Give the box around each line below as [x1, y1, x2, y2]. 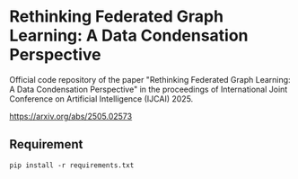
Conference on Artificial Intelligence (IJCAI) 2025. [9, 93, 194, 104]
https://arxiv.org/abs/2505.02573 [9, 111, 133, 121]
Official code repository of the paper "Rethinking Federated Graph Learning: [9, 74, 291, 85]
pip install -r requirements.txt [9, 160, 135, 170]
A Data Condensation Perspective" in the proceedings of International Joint [9, 84, 288, 94]
